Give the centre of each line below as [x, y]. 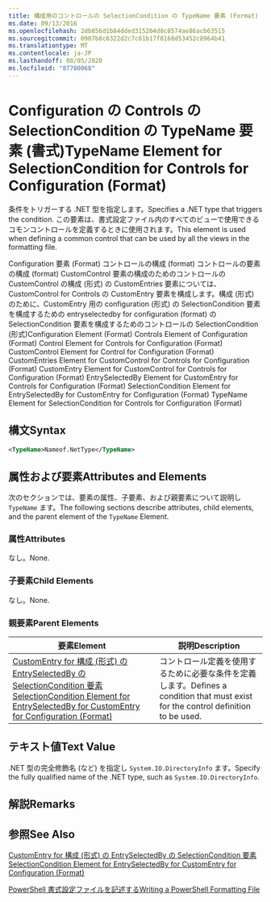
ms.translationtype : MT [48, 46]
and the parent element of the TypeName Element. [89, 517]
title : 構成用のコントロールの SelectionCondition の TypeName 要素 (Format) [133, 16]
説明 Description [209, 646]
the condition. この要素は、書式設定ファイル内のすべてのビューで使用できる [134, 219]
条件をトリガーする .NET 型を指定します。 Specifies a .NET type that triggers [135, 209]
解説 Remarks [42, 804]
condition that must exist [206, 696]
